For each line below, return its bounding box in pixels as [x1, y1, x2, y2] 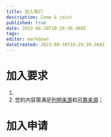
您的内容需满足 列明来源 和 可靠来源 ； [14, 96, 104, 103]
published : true [6, 20, 46, 26]
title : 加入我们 [6, 8, 43, 15]
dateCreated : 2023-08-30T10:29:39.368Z [6, 42, 105, 48]
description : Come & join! [6, 14, 73, 20]
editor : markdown [6, 36, 49, 42]
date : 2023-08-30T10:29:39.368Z [6, 25, 86, 31]
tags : [6, 31, 20, 37]
